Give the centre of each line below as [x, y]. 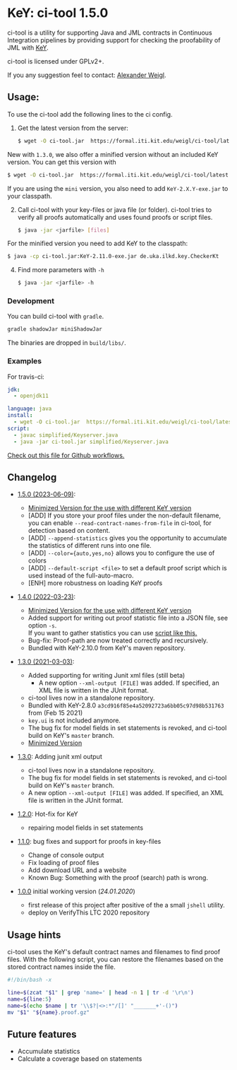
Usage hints [34, 935]
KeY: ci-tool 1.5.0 [58, 13]
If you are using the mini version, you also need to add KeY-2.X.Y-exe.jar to [118, 188]
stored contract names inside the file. [61, 967]
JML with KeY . [28, 47]
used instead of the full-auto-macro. [81, 576]
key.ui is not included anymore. [74, 721]
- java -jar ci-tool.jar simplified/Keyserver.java [91, 442]
